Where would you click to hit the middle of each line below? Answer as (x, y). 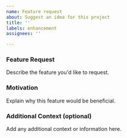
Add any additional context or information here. (64, 129)
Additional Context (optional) (49, 116)
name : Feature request (34, 12)
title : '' (18, 23)
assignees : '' (24, 34)
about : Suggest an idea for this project (58, 17)
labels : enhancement (32, 28)
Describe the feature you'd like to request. (58, 72)
